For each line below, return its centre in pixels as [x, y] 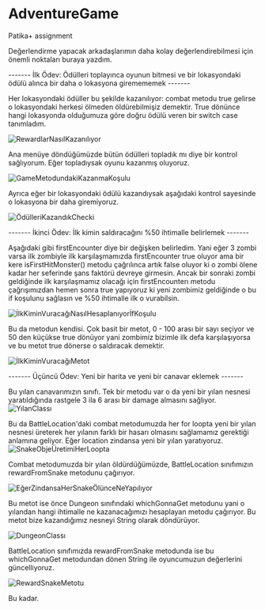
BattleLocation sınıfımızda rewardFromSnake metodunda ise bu [111, 550]
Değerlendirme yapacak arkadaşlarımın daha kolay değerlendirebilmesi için [131, 51]
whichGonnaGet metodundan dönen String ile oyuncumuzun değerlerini [125, 559]
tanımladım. [27, 123]
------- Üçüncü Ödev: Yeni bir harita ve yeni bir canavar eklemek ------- [126, 376]
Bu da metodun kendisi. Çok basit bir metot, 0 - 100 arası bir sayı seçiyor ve [131, 328]
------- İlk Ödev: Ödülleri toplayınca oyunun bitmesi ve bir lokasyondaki [125, 74]
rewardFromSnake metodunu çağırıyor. [72, 472]
